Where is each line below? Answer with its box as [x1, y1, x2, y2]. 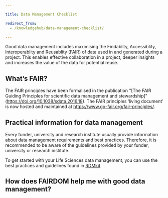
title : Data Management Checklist [5, 12, 78, 17]
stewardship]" [118, 93, 148, 99]
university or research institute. [5, 148, 70, 153]
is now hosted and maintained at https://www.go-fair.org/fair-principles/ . [5, 104, 155, 110]
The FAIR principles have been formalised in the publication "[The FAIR [5, 87, 151, 93]
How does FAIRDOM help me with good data [5, 177, 145, 186]
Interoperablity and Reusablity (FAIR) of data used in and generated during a [5, 49, 163, 55]
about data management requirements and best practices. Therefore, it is [5, 137, 157, 143]
